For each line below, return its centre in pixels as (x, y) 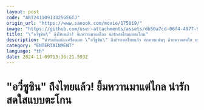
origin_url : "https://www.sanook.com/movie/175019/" (74, 23)
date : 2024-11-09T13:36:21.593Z (47, 57)
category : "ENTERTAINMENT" (40, 46)
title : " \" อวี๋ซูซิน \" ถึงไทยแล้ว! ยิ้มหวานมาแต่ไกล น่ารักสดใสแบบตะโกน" (77, 34)
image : (15, 29)
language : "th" (25, 51)
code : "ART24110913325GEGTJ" (43, 18)
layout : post (23, 12)
